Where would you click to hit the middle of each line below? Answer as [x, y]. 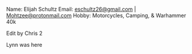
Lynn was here [24, 45]
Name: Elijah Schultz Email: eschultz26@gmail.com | [71, 9]
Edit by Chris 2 [25, 33]
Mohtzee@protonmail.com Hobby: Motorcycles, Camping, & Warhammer [96, 15]
